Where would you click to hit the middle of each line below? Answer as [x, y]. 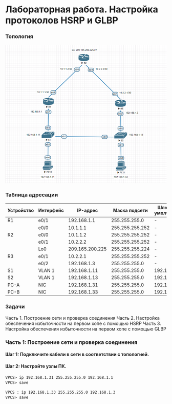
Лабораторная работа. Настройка [82, 10]
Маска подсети [130, 210]
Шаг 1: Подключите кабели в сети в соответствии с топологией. [77, 354]
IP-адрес [88, 210]
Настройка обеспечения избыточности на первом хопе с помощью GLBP [86, 329]
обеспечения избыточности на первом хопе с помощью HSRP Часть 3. [83, 323]
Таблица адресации [32, 195]
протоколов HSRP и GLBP [62, 20]
